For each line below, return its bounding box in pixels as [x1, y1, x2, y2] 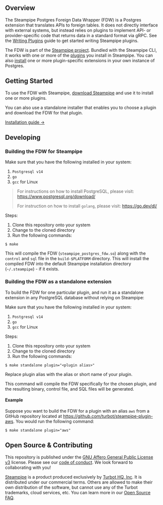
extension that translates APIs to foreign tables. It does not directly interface [5, 22, 158, 28]
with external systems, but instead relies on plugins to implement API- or [5, 27, 151, 33]
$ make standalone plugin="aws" [5, 428, 71, 433]
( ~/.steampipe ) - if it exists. [5, 266, 60, 272]
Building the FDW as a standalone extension [5, 278, 112, 285]
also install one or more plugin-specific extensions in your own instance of [5, 57, 155, 63]
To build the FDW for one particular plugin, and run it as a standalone [5, 289, 144, 295]
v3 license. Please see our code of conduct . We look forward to [5, 459, 133, 465]
